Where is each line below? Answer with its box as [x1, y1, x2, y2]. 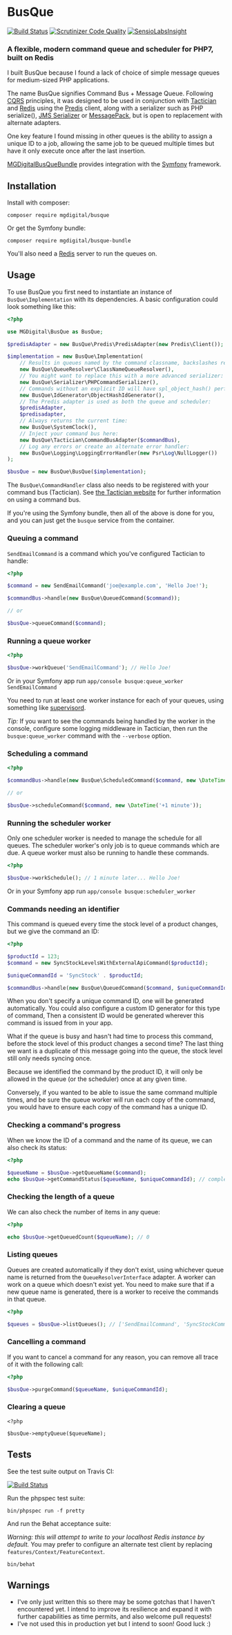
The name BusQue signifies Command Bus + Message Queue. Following [7, 89, 214, 97]
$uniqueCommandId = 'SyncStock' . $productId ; [7, 972, 144, 979]
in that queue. [7, 1294, 47, 1303]
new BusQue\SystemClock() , [19, 424, 97, 431]
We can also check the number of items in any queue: [7, 1207, 161, 1216]
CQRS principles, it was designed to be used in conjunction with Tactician [7, 97, 217, 105]
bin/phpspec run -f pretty [7, 1507, 85, 1514]
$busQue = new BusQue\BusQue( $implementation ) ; [7, 468, 147, 475]
